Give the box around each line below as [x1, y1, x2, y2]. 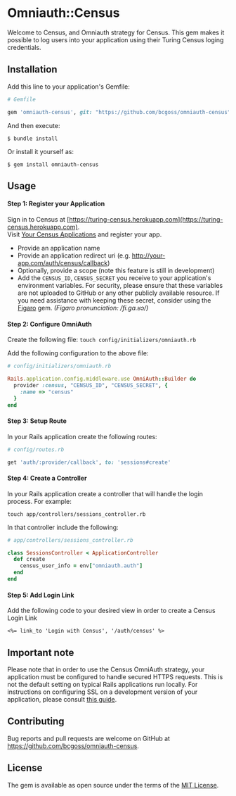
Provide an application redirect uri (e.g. [17, 251, 131, 260]
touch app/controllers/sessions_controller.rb [7, 510, 146, 518]
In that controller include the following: [7, 523, 119, 531]
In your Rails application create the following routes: [7, 432, 157, 441]
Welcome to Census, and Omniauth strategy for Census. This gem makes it [7, 28, 225, 37]
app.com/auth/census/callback [17, 259, 108, 267]
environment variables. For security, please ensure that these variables [17, 282, 223, 290]
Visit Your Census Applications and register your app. [7, 230, 162, 239]
